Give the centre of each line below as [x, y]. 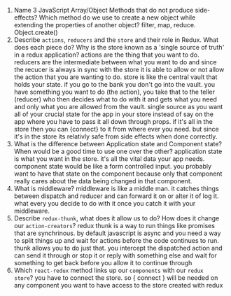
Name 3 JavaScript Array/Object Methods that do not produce [104, 10]
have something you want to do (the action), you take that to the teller [114, 92]
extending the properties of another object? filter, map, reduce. [105, 25]
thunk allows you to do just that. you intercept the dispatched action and [118, 248]
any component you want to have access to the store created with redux [118, 285]
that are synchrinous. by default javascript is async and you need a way [117, 233]
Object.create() [36, 32]
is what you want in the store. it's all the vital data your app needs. [109, 159]
